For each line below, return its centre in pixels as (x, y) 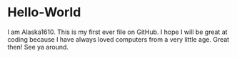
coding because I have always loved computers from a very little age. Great (118, 39)
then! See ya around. (38, 47)
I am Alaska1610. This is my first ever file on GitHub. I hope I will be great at (117, 32)
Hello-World (44, 12)
